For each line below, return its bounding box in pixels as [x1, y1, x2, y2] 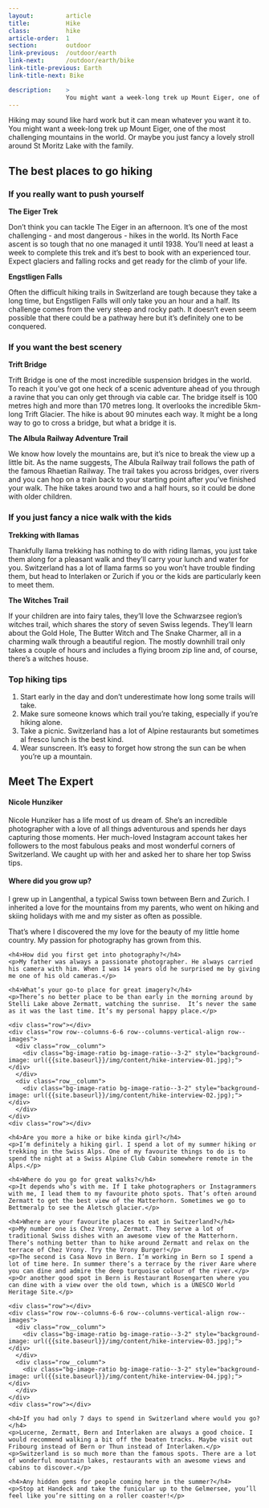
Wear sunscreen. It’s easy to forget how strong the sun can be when [19, 743, 247, 752]
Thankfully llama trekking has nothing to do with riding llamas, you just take [8, 545, 258, 555]
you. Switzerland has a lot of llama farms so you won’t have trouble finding [8, 563, 255, 573]
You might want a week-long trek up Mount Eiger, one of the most [8, 124, 226, 133]
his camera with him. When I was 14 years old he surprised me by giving [8, 964, 261, 972]
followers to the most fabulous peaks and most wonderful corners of [8, 841, 235, 850]
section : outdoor [8, 42, 92, 50]
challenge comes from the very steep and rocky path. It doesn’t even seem [8, 304, 257, 314]
